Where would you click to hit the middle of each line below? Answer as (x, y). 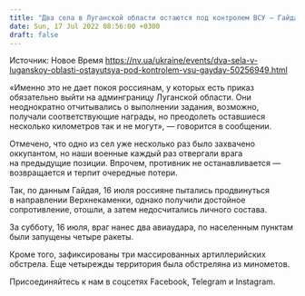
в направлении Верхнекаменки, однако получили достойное (128, 200)
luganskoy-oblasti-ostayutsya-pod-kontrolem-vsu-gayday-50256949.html (148, 70)
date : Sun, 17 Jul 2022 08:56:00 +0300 (85, 26)
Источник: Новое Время (56, 61)
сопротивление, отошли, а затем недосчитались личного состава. (138, 210)
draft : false (34, 35)
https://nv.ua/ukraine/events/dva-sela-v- (182, 61)
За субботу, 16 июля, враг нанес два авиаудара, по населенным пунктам (151, 227)
